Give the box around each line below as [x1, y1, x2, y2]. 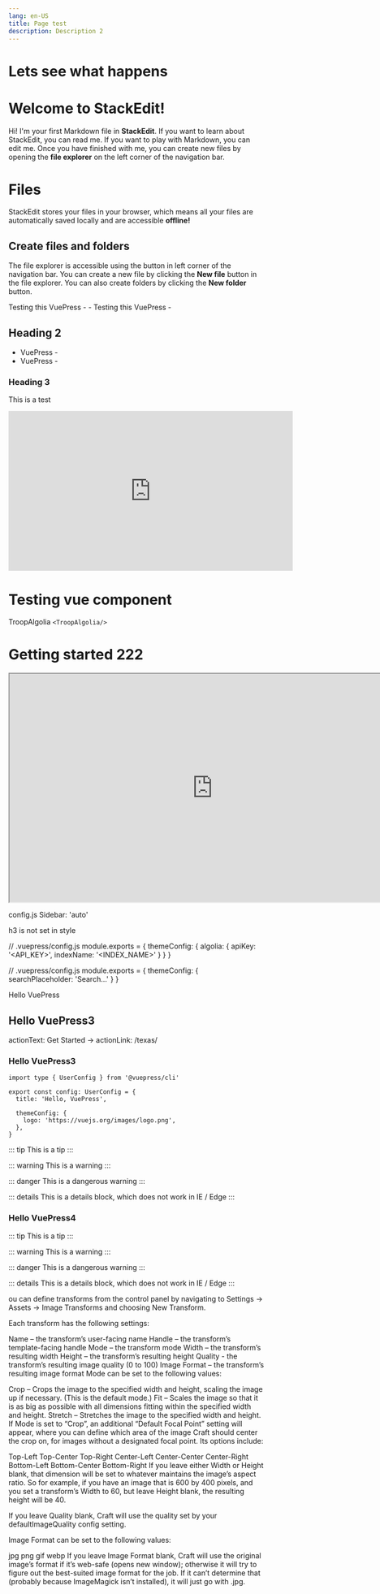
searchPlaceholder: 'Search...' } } [8, 974, 119, 984]
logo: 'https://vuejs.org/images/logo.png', [23, 1117, 176, 1125]
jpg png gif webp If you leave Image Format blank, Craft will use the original [8, 1550, 261, 1560]
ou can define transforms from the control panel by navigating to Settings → [8, 1294, 263, 1303]
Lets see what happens [8, 62, 168, 80]
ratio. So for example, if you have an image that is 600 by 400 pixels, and [8, 1477, 253, 1487]
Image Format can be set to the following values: [8, 1535, 172, 1544]
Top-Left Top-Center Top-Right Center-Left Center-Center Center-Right [8, 1451, 249, 1462]
